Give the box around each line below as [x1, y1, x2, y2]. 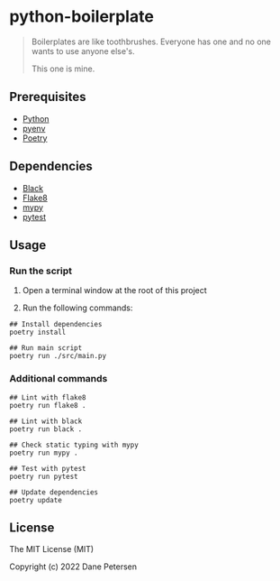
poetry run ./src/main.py [9, 352, 106, 361]
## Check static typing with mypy [9, 440, 140, 449]
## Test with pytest [9, 464, 87, 473]
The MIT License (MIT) [9, 544, 95, 555]
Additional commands [9, 373, 108, 385]
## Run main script [9, 344, 83, 353]
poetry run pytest [9, 472, 78, 481]
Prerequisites [9, 89, 86, 105]
